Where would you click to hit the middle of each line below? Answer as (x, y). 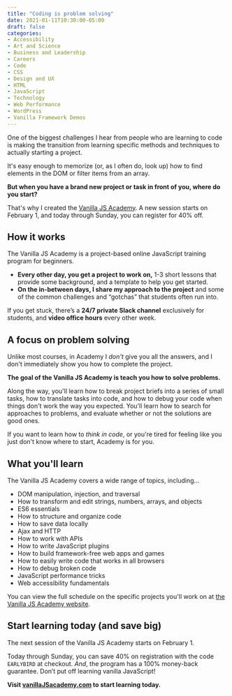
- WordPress (24, 111)
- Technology (26, 98)
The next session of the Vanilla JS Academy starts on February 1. (101, 642)
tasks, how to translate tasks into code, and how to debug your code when (115, 399)
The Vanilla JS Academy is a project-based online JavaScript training (107, 254)
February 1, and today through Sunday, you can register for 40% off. (106, 215)
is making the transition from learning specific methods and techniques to (114, 145)
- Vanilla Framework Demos (46, 117)
